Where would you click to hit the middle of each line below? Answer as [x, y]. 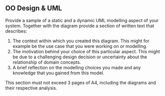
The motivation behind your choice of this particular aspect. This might [86, 51]
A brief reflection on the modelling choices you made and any [77, 67]
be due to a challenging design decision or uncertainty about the [80, 57]
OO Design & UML [34, 8]
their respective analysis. [31, 88]
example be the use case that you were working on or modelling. [80, 46]
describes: [16, 31]
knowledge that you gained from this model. [58, 73]
